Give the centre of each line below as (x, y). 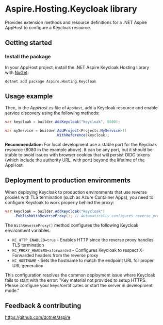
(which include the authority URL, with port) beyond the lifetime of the (75, 160)
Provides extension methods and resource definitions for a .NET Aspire (76, 22)
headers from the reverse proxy (66, 255)
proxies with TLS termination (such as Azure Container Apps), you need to (79, 197)
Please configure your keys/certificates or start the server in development (79, 285)
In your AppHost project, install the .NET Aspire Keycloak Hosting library (77, 67)
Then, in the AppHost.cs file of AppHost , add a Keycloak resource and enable (81, 108)
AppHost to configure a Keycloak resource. (48, 27)
